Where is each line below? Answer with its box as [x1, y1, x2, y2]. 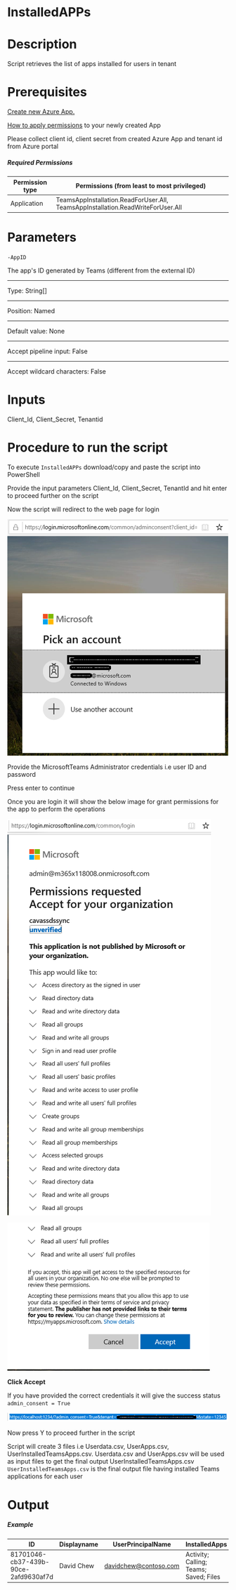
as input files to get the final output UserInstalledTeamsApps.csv [7, 1457, 195, 1466]
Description [7, 37, 77, 53]
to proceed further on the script [7, 492, 99, 500]
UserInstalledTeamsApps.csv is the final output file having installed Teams [7, 1465, 220, 1473]
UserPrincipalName [112, 1540, 171, 1549]
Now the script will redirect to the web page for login [7, 505, 160, 513]
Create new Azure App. [7, 107, 75, 116]
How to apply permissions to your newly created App [7, 121, 162, 130]
